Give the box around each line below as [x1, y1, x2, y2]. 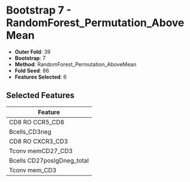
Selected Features [6, 90, 75, 100]
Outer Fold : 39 [14, 48, 51, 55]
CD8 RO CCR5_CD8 [9, 118, 65, 126]
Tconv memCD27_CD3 [9, 147, 73, 155]
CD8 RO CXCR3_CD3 [9, 137, 68, 145]
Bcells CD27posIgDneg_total [9, 156, 89, 164]
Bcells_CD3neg [9, 128, 51, 136]
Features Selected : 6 [14, 73, 67, 80]
